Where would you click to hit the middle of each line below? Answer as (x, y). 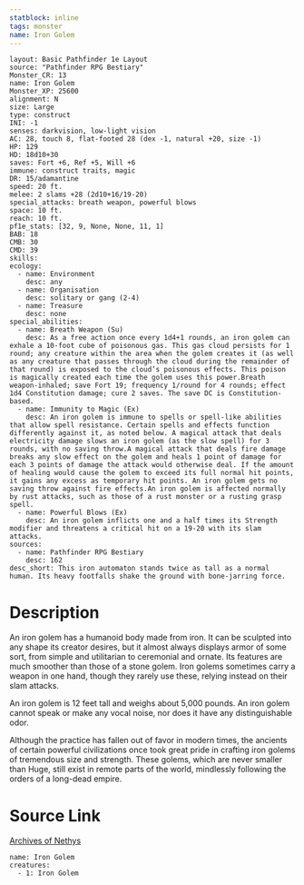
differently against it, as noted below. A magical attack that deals (146, 433)
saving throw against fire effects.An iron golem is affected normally (147, 489)
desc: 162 (44, 561)
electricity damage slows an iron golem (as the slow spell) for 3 (140, 442)
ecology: (26, 266)
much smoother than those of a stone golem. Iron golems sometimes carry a (152, 666)
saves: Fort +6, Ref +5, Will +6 (73, 163)
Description (54, 612)
